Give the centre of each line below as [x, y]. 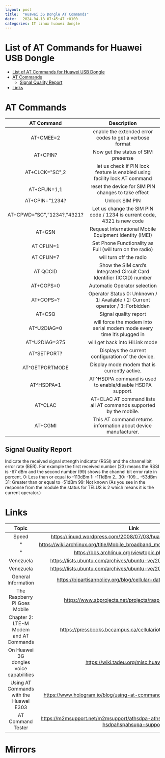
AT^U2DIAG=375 [45, 342]
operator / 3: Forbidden [123, 306]
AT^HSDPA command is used [123, 379]
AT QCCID [45, 272]
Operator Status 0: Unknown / [123, 294]
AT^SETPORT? [45, 354]
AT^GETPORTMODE [45, 368]
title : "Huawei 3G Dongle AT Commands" [47, 14]
